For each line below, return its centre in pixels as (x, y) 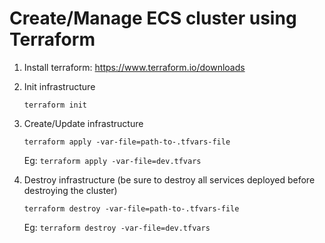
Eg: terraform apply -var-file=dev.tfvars (112, 160)
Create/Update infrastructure (83, 123)
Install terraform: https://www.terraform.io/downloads (134, 67)
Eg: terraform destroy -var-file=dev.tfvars (117, 227)
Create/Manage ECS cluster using (153, 18)
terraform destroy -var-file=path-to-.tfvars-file (131, 208)
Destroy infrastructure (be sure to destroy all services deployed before (169, 179)
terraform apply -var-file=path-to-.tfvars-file (127, 142)
